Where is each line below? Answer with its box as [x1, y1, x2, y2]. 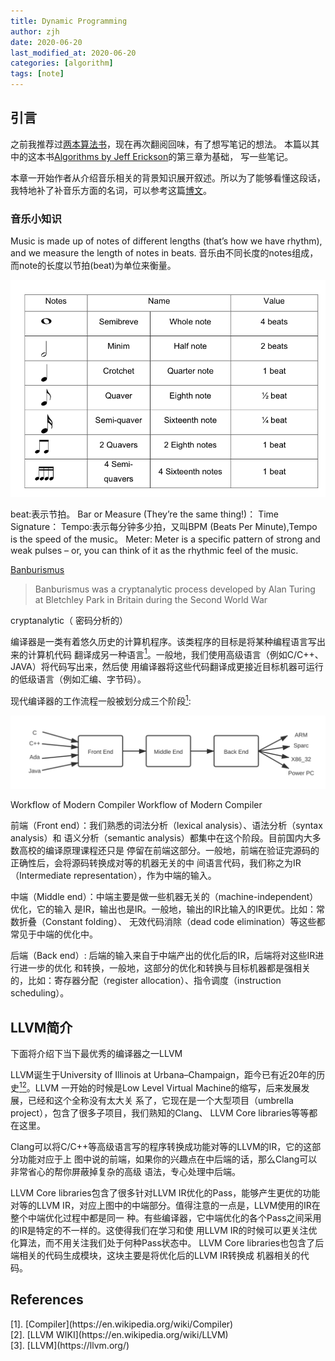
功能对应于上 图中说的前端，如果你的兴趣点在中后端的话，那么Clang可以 [18, 1153, 318, 1165]
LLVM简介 [10, 1019, 73, 1036]
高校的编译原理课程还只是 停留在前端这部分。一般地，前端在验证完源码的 [18, 845, 320, 857]
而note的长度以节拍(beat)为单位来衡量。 [10, 260, 177, 272]
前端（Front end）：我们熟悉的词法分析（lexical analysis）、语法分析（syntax [10, 820, 323, 832]
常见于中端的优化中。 [10, 928, 98, 940]
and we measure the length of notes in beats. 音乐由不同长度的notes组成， [10, 247, 319, 259]
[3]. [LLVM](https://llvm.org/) [10, 1339, 130, 1351]
